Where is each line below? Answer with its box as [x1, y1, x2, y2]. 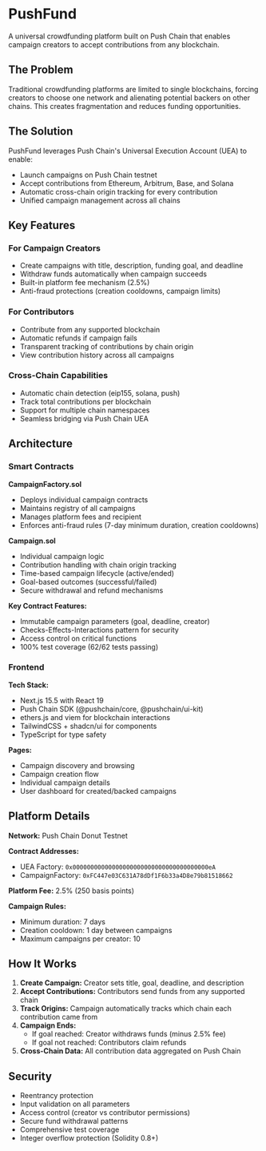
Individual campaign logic [19, 551, 105, 561]
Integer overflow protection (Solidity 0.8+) [19, 1133, 159, 1143]
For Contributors [8, 306, 74, 317]
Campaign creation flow [19, 769, 99, 779]
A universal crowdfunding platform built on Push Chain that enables [8, 31, 231, 41]
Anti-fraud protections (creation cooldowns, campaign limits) [19, 286, 221, 296]
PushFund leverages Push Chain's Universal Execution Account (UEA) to [8, 146, 248, 155]
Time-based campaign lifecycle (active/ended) [19, 568, 174, 578]
